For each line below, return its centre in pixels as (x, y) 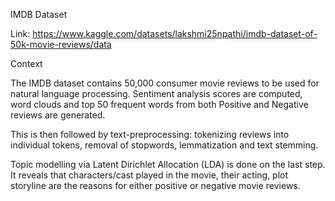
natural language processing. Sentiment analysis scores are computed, (156, 93)
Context (26, 63)
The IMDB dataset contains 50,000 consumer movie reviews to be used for (165, 83)
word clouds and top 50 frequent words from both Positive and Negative (159, 104)
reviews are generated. (58, 115)
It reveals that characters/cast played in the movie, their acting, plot (149, 175)
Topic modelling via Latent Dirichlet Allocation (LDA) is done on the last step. (168, 164)
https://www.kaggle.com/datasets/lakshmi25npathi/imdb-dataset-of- (175, 33)
